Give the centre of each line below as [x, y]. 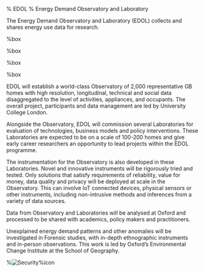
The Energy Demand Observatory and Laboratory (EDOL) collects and [94, 20]
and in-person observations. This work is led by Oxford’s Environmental [96, 244]
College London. [27, 112]
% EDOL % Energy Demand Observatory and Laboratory [77, 9]
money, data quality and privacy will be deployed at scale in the [86, 182]
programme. [22, 150]
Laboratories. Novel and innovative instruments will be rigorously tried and [100, 168]
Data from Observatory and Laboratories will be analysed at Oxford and [96, 213]
